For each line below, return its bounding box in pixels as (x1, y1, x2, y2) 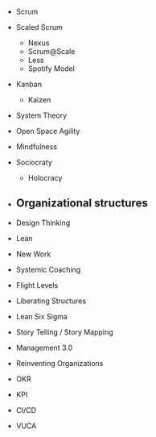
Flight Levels (15, 280, 59, 289)
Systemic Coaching (15, 264, 81, 274)
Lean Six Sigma (15, 311, 68, 321)
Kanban (15, 80, 43, 89)
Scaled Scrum (15, 23, 63, 31)
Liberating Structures (15, 296, 87, 306)
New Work (15, 249, 51, 259)
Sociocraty (15, 157, 52, 167)
